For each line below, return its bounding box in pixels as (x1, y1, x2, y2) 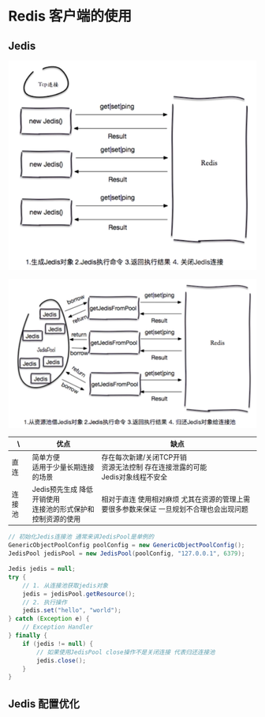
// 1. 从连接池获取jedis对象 (22, 581, 109, 589)
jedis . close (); (36, 656, 87, 664)
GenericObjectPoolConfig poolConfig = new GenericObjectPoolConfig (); (8, 542, 245, 550)
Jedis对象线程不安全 (101, 471, 168, 482)
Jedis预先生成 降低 (32, 484, 93, 494)
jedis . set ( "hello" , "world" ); (22, 606, 122, 614)
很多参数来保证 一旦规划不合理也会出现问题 (108, 504, 248, 513)
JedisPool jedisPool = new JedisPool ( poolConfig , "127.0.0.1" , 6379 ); (8, 550, 245, 557)
